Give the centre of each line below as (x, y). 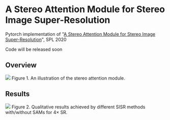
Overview (21, 65)
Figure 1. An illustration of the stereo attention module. (68, 78)
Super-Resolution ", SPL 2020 (36, 39)
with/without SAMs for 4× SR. (36, 112)
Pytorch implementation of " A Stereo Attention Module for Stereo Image (80, 34)
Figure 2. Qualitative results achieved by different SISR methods (78, 107)
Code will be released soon (34, 49)
